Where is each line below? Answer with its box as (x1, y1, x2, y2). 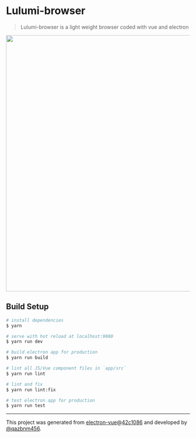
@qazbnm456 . (6, 425, 42, 432)
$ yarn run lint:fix (6, 386, 57, 393)
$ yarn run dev (6, 338, 43, 345)
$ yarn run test (6, 403, 45, 409)
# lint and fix (6, 381, 43, 387)
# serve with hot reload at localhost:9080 (6, 333, 114, 339)
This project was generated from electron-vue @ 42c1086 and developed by (6, 419, 188, 426)
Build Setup (6, 302, 49, 312)
